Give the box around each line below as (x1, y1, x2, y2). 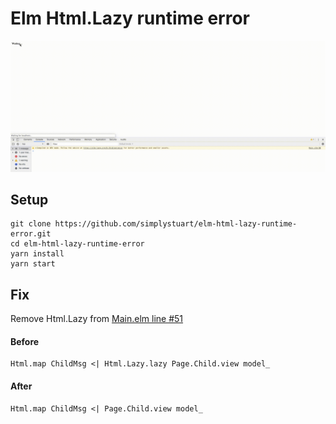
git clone (10, 219, 52, 229)
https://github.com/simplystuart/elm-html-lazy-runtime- (54, 219, 298, 229)
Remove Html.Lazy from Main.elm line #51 (10, 313, 184, 325)
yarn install (10, 249, 65, 259)
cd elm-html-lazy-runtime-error (10, 239, 145, 249)
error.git (10, 229, 52, 239)
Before (10, 335, 40, 347)
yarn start (10, 259, 56, 269)
